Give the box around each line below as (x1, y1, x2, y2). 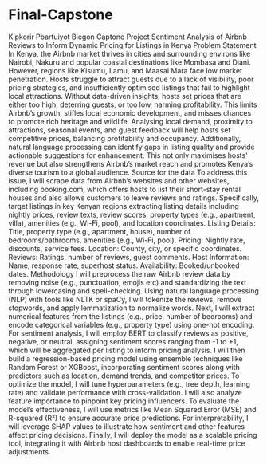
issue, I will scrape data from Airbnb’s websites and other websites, (8, 175, 230, 185)
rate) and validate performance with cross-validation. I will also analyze (8, 387, 243, 397)
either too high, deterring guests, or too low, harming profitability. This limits (8, 100, 257, 109)
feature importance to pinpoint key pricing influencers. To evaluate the (8, 396, 240, 406)
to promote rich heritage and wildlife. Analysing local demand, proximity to (8, 116, 253, 126)
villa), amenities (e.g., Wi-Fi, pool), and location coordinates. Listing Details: (8, 218, 257, 228)
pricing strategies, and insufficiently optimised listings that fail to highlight (8, 82, 250, 92)
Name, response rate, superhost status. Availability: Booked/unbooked (8, 261, 240, 270)
